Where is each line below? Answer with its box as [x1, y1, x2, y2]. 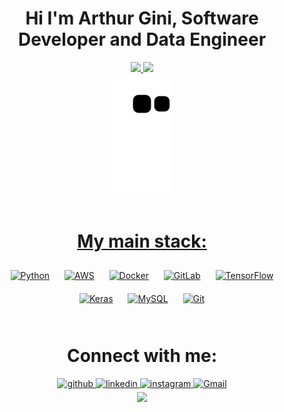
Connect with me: [66, 345, 218, 367]
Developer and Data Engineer [17, 28, 267, 51]
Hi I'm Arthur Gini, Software [25, 7, 259, 30]
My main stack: [77, 230, 207, 253]
